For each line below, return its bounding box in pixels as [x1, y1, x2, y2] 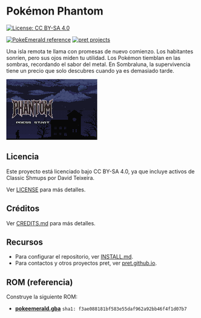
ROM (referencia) [6, 277, 73, 287]
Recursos [6, 237, 44, 247]
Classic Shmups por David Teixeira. [6, 174, 95, 181]
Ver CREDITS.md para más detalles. [6, 219, 96, 227]
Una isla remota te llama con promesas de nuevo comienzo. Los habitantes [6, 47, 194, 55]
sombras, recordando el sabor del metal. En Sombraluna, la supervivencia [6, 61, 191, 68]
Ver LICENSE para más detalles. [6, 186, 86, 193]
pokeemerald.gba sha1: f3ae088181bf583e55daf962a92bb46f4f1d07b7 [15, 305, 187, 313]
